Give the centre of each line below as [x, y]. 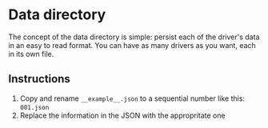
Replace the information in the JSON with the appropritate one [122, 115]
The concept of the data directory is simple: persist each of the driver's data [134, 37]
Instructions [39, 79]
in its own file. [31, 54]
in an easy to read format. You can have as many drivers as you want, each [132, 45]
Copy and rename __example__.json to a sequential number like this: [132, 98]
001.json [34, 107]
